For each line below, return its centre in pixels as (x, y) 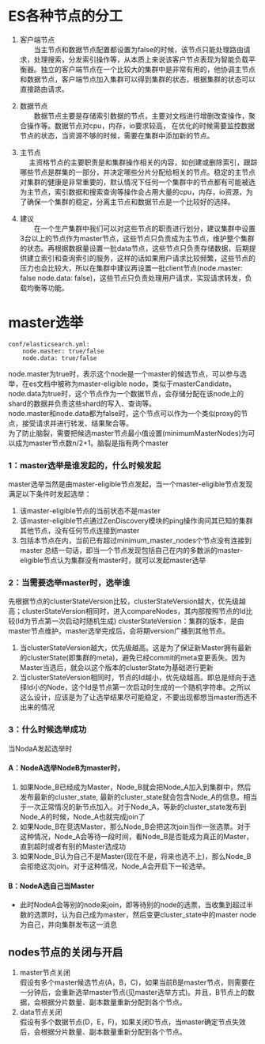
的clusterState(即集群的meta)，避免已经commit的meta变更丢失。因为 (132, 658)
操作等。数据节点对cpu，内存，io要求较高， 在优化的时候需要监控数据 (141, 125)
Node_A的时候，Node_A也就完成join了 (82, 816)
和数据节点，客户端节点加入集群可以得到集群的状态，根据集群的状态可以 (137, 79)
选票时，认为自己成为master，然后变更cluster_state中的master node (145, 915)
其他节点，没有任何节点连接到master (79, 531)
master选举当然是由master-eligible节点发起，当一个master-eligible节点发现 (131, 484)
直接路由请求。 (44, 89)
